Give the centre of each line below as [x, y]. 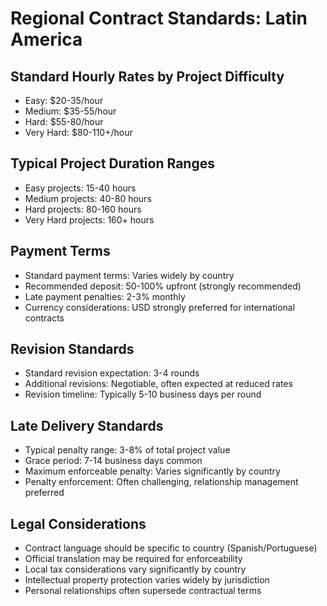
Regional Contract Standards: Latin [159, 18]
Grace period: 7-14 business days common [113, 461]
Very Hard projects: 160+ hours [89, 219]
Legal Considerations [78, 523]
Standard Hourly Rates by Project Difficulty [147, 76]
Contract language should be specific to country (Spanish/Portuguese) [171, 548]
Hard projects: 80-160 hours [83, 209]
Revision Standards [72, 349]
